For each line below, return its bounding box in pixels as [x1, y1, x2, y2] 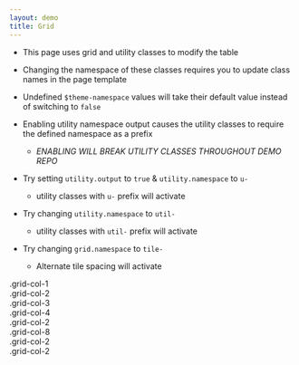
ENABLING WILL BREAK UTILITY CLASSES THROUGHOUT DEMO [35, 146, 283, 157]
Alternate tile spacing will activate [35, 260, 162, 272]
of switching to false [22, 101, 101, 111]
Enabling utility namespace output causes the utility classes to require [22, 119, 285, 130]
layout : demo [9, 13, 59, 23]
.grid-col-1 [9, 278, 49, 289]
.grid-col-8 [9, 326, 51, 337]
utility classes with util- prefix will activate [35, 226, 198, 236]
